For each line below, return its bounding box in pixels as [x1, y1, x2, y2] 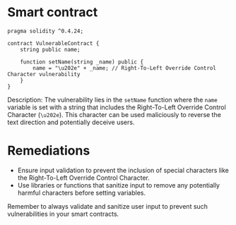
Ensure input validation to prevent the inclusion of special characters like [17, 166, 230, 174]
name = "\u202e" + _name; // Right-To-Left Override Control [33, 64, 217, 71]
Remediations [7, 142, 90, 159]
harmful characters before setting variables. [17, 188, 146, 197]
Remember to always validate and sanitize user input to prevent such [7, 202, 208, 210]
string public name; [20, 46, 81, 53]
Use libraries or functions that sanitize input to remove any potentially [17, 181, 220, 189]
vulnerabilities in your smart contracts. [7, 209, 119, 218]
